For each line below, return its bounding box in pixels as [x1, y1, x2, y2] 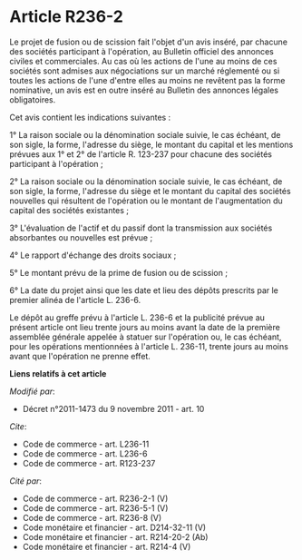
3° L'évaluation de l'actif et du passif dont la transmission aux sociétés [9, 222, 273, 233]
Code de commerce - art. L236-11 [22, 438, 150, 449]
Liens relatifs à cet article [9, 368, 107, 378]
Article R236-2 [9, 6, 124, 27]
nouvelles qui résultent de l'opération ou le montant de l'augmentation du [9, 195, 283, 206]
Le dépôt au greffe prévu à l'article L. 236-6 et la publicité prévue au [9, 311, 266, 323]
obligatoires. [9, 93, 56, 105]
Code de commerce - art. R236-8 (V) [22, 512, 162, 523]
